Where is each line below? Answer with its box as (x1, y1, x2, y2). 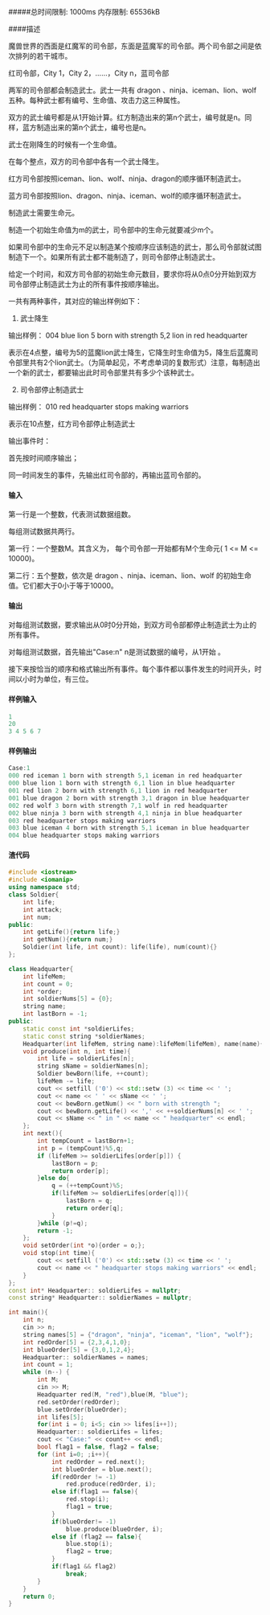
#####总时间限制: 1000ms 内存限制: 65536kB (8, 7, 161, 16)
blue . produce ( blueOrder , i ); (65, 1525, 163, 1533)
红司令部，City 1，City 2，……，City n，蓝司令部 (8, 68, 170, 78)
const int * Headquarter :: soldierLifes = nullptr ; (8, 1286, 182, 1294)
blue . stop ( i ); (65, 1540, 113, 1548)
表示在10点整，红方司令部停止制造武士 (8, 419, 136, 428)
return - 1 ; (37, 1227, 74, 1235)
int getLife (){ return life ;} (22, 928, 121, 937)
